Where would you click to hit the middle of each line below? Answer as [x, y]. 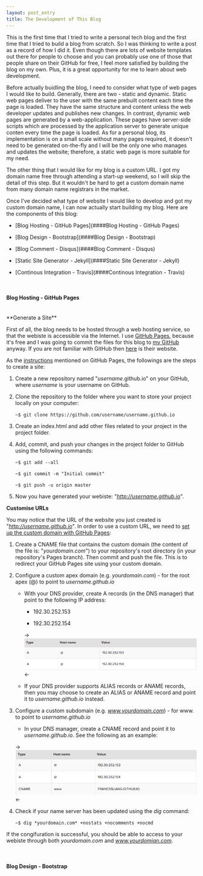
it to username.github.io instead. [64, 699]
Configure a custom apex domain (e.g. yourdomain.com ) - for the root [102, 575]
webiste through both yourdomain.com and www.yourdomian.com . [90, 841]
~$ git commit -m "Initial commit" [60, 474]
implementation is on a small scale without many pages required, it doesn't [99, 138]
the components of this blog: [42, 213]
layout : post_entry [31, 13]
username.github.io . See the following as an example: [91, 735]
